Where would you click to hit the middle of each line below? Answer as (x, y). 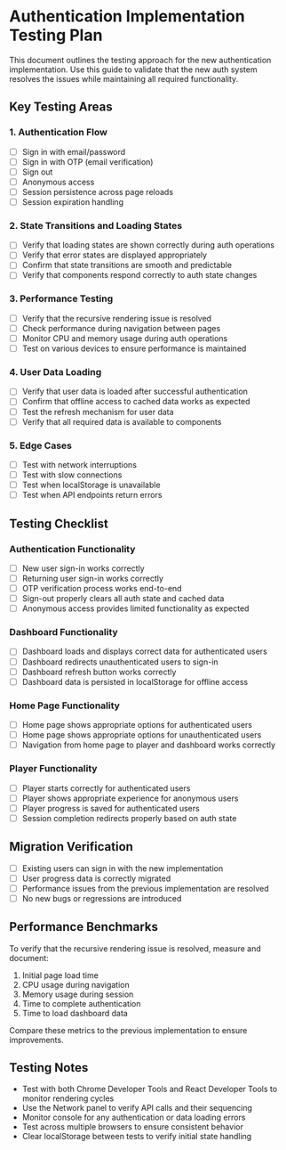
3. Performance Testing (61, 298)
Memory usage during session (78, 994)
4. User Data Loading (56, 372)
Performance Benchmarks (83, 927)
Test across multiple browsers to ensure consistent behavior (133, 1127)
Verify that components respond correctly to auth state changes (139, 275)
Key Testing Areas (61, 107)
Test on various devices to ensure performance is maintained (134, 348)
